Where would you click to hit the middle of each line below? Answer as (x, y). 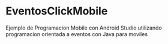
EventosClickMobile (57, 11)
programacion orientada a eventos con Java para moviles (77, 34)
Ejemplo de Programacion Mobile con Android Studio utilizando (84, 28)
